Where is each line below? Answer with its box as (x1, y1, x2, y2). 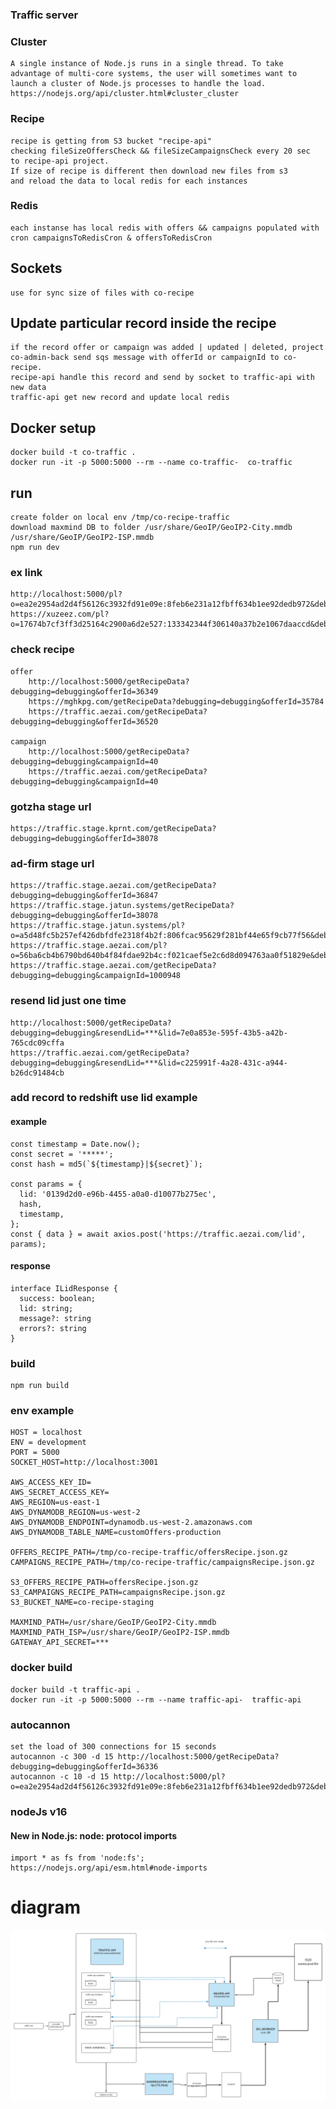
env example (10, 1404, 75, 1418)
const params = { (10, 1179, 83, 1189)
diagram (10, 1896, 82, 1919)
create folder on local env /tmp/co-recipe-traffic (10, 513, 230, 523)
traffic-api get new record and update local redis (10, 393, 230, 403)
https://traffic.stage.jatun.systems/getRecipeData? (10, 901, 235, 911)
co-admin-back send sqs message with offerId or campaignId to (10, 353, 280, 363)
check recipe (10, 643, 75, 657)
